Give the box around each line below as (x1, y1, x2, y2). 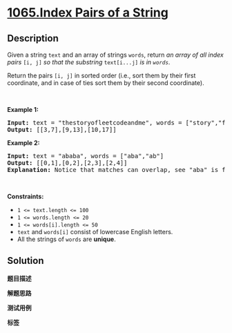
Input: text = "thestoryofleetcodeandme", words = (7, 119, 182, 126)
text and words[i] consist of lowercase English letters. (17, 228, 173, 236)
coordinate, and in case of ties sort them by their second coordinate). (7, 79, 205, 87)
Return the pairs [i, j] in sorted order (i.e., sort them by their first (7, 71, 196, 79)
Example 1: (7, 106, 39, 113)
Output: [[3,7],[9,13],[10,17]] (7, 126, 117, 133)
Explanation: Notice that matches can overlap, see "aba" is (7, 166, 219, 173)
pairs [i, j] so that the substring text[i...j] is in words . (7, 58, 171, 66)
